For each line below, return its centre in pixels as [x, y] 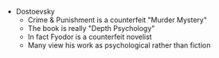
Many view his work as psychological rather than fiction [119, 45]
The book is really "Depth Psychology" [91, 28]
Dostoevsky [35, 12]
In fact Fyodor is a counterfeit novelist [90, 37]
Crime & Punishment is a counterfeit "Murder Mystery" [117, 20]
